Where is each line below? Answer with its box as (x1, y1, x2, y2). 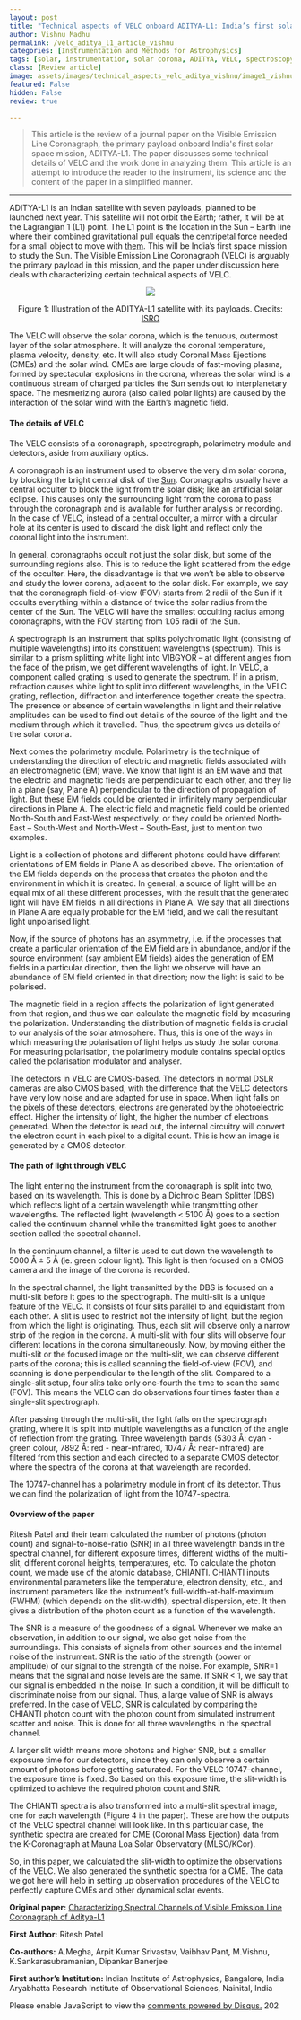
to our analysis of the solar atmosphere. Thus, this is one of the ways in (9, 1027, 273, 1038)
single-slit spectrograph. (9, 1396, 100, 1407)
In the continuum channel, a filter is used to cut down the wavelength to (9, 1245, 274, 1256)
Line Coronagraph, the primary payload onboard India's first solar (30, 138, 274, 149)
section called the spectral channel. (9, 1227, 141, 1239)
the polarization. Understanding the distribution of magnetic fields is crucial (9, 1017, 288, 1028)
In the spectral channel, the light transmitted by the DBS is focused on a (9, 1281, 275, 1293)
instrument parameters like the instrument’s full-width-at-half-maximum (9, 1585, 275, 1596)
